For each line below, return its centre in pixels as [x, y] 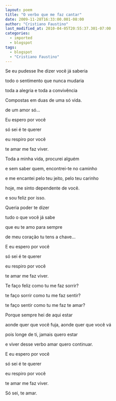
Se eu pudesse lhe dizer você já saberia [46, 71]
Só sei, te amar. [21, 393]
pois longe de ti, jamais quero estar [41, 335]
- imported [21, 38]
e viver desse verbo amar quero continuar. [49, 344]
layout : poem [19, 10]
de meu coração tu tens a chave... [40, 237]
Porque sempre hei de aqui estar [39, 315]
